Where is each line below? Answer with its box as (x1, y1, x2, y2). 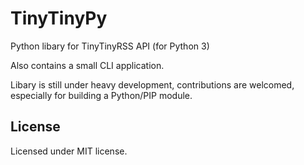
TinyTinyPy (10, 7, 108, 30)
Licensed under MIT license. (10, 145, 128, 157)
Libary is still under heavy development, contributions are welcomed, (10, 78, 295, 91)
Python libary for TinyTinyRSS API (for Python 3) (10, 40, 210, 52)
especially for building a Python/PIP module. (10, 89, 193, 101)
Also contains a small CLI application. (10, 59, 165, 71)
